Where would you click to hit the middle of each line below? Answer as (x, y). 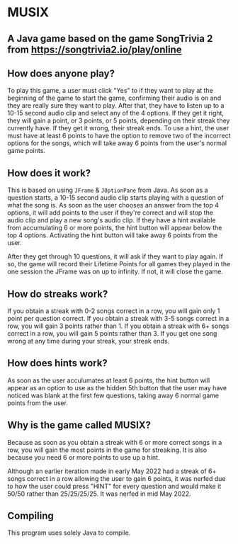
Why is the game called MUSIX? (79, 425)
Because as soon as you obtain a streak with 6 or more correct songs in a (115, 442)
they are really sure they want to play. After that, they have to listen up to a (116, 106)
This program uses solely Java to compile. (69, 533)
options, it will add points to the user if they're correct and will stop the (110, 212)
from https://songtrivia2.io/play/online (95, 49)
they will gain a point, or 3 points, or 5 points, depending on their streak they (119, 120)
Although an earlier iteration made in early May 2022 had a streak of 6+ (112, 471)
